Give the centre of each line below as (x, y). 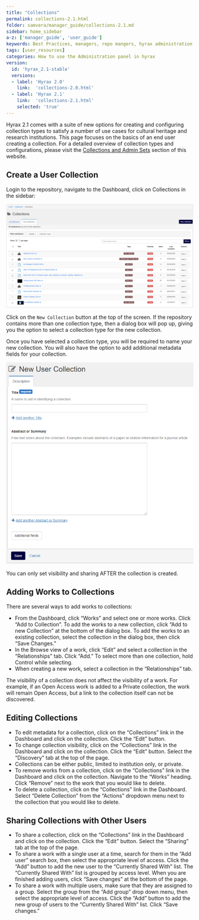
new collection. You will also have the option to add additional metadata (94, 348)
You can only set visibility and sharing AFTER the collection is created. (92, 574)
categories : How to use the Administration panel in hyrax (81, 57)
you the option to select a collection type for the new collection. (84, 330)
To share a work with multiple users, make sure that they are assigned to (104, 885)
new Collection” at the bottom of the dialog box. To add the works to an (102, 630)
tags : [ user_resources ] (36, 51)
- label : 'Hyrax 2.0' (38, 82)
